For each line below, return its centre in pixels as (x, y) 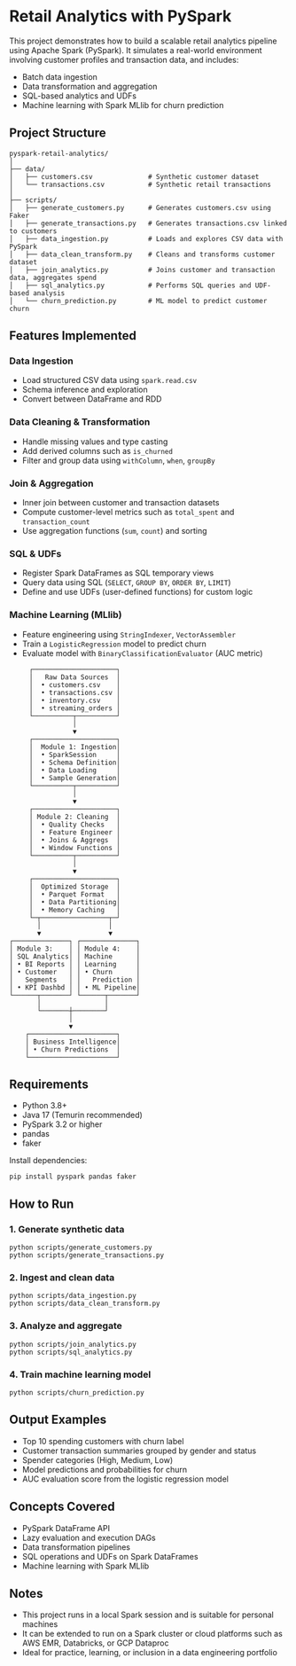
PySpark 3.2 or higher (62, 1124)
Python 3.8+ (45, 1106)
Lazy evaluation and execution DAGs (89, 1537)
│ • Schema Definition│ (75, 763)
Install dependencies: (48, 1161)
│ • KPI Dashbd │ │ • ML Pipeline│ (75, 987)
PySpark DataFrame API (66, 1528)
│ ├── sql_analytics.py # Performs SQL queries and (130, 285)
